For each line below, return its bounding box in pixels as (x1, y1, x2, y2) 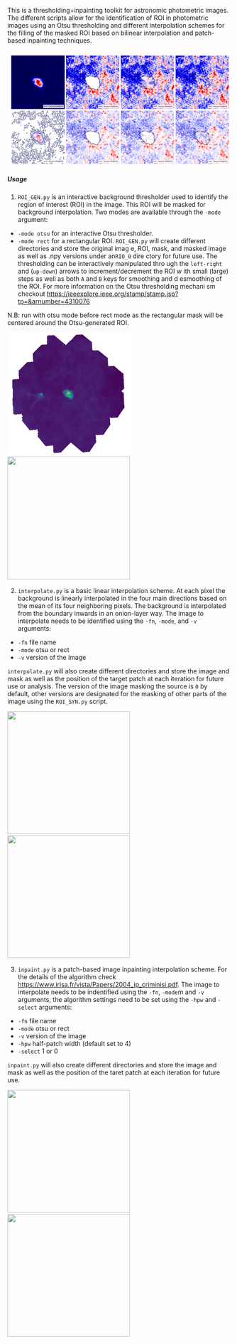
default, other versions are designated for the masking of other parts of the (7, 689, 227, 698)
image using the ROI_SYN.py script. (7, 697, 108, 705)
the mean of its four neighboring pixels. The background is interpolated (17, 601, 226, 610)
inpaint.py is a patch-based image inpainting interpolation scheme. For (17, 965, 228, 974)
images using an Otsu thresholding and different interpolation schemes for (7, 21, 225, 29)
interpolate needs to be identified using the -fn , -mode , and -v (17, 617, 197, 625)
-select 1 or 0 (17, 1047, 58, 1055)
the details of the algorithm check (17, 972, 116, 981)
